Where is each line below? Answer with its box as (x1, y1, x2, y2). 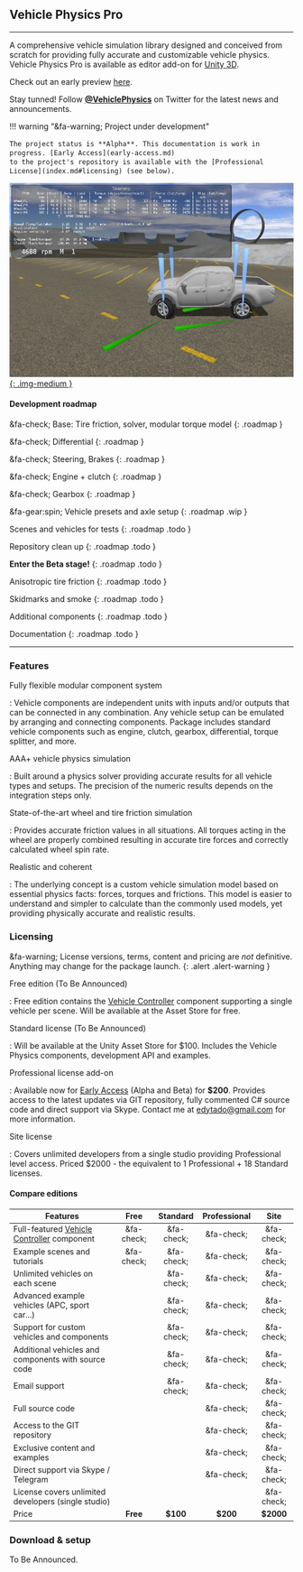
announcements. (9, 103, 72, 114)
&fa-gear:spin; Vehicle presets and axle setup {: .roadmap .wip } (9, 505, 248, 517)
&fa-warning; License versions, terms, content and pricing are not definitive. (9, 951, 293, 962)
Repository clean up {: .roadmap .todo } (9, 541, 156, 551)
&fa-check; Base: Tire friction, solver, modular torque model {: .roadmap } (9, 419, 283, 430)
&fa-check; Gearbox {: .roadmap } (9, 488, 136, 499)
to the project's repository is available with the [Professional (9, 157, 264, 166)
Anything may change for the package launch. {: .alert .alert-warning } (9, 960, 271, 971)
